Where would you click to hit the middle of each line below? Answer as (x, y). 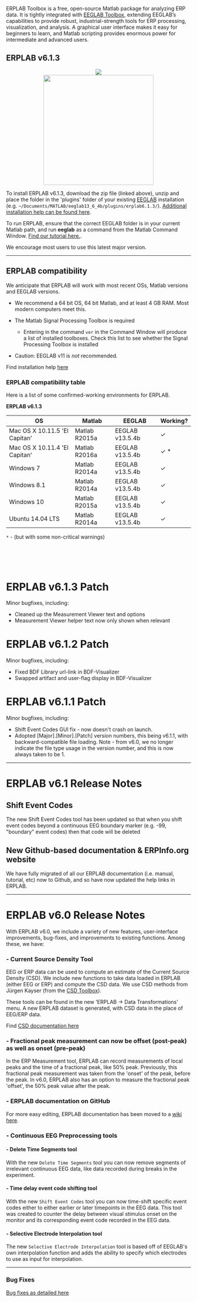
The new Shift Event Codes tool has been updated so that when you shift (94, 819)
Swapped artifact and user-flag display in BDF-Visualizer (83, 678)
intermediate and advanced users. (47, 40)
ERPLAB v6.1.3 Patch (57, 587)
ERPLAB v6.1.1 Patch (56, 702)
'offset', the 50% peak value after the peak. (58, 1086)
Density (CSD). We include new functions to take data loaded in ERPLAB (93, 978)
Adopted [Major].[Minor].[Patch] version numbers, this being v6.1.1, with (101, 736)
